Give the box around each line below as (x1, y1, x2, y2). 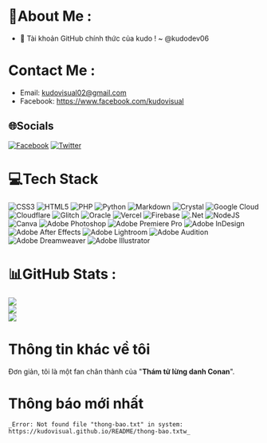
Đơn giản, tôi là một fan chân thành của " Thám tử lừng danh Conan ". (8, 367, 235, 376)
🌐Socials (8, 120, 54, 133)
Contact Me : (8, 61, 96, 80)
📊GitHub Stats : (8, 265, 117, 283)
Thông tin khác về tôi (8, 340, 151, 358)
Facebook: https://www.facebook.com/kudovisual (19, 96, 185, 106)
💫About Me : (8, 7, 92, 25)
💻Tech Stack (8, 170, 99, 188)
